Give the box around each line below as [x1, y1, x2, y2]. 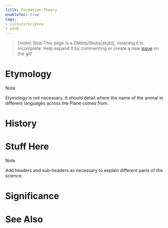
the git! [17, 51, 33, 57]
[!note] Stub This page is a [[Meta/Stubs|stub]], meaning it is [17, 40, 143, 46]
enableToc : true [5, 12, 39, 17]
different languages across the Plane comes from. [5, 100, 109, 106]
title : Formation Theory [5, 7, 57, 13]
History [5, 118, 37, 129]
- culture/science [5, 21, 44, 27]
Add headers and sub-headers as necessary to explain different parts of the [5, 167, 163, 174]
